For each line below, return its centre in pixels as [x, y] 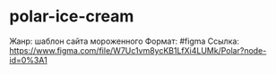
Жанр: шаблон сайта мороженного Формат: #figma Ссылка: [125, 41]
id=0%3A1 [28, 60]
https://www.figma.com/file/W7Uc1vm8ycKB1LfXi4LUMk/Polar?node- [138, 50]
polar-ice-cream [72, 16]
